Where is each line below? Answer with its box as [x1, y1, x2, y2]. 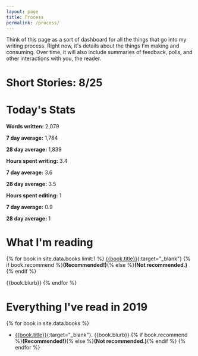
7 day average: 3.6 [6, 169, 53, 176]
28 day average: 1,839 [6, 146, 62, 153]
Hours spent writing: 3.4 [6, 157, 68, 164]
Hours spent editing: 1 [6, 191, 62, 199]
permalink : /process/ [6, 20, 60, 26]
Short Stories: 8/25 [6, 75, 103, 89]
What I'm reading [6, 235, 93, 249]
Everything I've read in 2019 [6, 300, 147, 314]
